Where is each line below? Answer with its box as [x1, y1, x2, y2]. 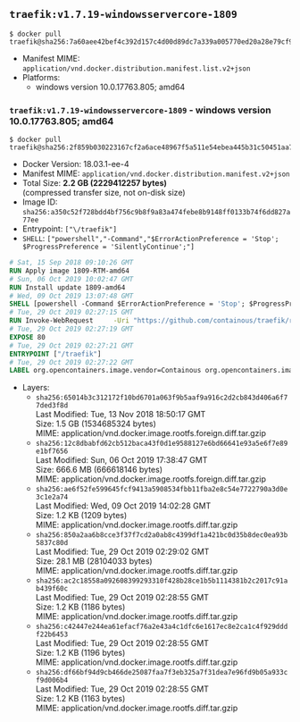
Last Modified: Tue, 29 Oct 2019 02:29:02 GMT [35, 546, 210, 558]
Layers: [21, 382, 50, 393]
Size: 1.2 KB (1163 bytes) [35, 693, 126, 704]
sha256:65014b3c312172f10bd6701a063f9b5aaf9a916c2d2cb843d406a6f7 [35, 393, 288, 402]
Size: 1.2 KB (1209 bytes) [35, 510, 128, 521]
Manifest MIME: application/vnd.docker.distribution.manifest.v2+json [21, 168, 290, 179]
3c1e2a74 [35, 492, 69, 502]
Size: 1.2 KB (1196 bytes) [35, 648, 126, 659]
